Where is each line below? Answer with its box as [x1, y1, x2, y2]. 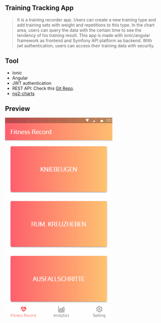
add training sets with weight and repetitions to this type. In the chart [16, 22, 155, 28]
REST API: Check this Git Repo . [12, 85, 74, 91]
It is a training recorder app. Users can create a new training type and [16, 17, 156, 22]
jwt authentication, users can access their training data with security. [16, 42, 155, 48]
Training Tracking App [5, 4, 74, 12]
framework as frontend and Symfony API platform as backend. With [16, 38, 152, 43]
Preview [5, 105, 31, 113]
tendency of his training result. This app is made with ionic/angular [16, 32, 150, 38]
